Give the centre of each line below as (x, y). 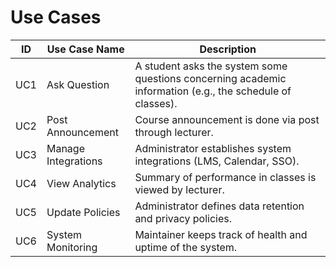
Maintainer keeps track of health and (221, 234)
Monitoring (72, 247)
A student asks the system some (211, 66)
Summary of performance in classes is (225, 177)
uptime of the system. (186, 247)
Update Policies (83, 212)
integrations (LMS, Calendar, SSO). (217, 161)
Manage (65, 148)
